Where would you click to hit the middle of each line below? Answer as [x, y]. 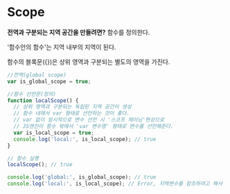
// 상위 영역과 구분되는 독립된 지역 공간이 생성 [72, 107]
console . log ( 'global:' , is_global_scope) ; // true [82, 177]
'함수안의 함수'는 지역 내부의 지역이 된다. [62, 47]
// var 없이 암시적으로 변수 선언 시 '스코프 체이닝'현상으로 [89, 120]
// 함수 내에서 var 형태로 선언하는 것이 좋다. [72, 113]
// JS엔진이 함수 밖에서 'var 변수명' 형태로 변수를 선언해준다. [94, 127]
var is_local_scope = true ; [54, 133]
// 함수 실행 [23, 158]
